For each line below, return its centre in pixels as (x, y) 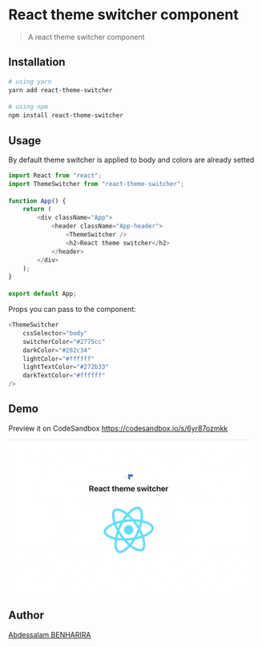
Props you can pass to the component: (72, 309)
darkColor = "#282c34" (57, 350)
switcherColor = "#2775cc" (64, 342)
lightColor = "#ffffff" (58, 358)
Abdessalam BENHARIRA (50, 634)
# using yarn (30, 82)
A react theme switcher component (86, 37)
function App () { (37, 201)
